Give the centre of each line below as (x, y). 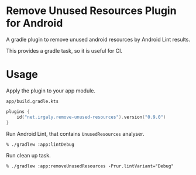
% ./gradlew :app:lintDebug (40, 145)
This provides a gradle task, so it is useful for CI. (64, 50)
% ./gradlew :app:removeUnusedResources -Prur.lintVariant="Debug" (90, 166)
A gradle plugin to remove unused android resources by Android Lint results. (98, 39)
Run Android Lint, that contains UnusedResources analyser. (75, 133)
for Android (35, 23)
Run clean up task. (28, 155)
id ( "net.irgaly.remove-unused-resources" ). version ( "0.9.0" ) (91, 117)
